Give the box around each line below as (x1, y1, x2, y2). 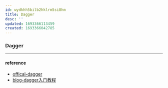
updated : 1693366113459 (5, 21, 55, 26)
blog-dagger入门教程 (12, 77, 56, 83)
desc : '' (5, 16, 23, 21)
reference (5, 60, 26, 66)
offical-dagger (12, 71, 42, 77)
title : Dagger (5, 12, 35, 17)
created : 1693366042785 (5, 26, 55, 31)
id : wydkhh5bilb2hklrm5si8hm (5, 7, 66, 12)
